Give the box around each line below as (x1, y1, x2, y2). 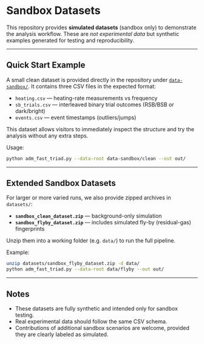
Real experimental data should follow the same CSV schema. (15, 318, 168, 325)
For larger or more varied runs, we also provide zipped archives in (6, 194, 171, 201)
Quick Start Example (6, 60, 86, 71)
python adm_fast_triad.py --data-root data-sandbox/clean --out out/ (6, 156, 186, 162)
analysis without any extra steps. (6, 132, 89, 139)
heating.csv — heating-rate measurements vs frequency (15, 94, 158, 101)
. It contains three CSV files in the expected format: (28, 83, 156, 90)
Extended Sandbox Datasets (6, 178, 117, 188)
